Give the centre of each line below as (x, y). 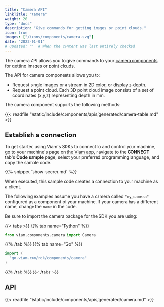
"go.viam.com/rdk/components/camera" (48, 258)
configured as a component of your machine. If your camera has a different (82, 202)
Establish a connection (41, 135)
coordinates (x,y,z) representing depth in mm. (59, 95)
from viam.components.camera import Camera (50, 235)
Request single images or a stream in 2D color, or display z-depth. (79, 85)
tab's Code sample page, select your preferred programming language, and (82, 157)
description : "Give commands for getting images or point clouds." (76, 28)
